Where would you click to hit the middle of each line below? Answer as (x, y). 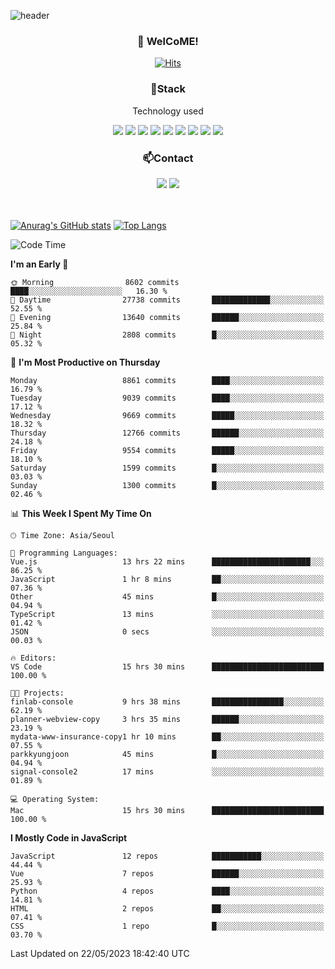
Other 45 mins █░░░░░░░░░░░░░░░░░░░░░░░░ (167, 596)
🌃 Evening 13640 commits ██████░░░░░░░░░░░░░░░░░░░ (167, 317)
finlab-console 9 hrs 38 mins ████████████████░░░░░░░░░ (167, 701)
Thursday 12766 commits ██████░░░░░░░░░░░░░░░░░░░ (167, 433)
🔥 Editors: (33, 658)
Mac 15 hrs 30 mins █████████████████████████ (167, 810)
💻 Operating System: (55, 799)
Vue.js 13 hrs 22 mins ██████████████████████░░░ (167, 561)
